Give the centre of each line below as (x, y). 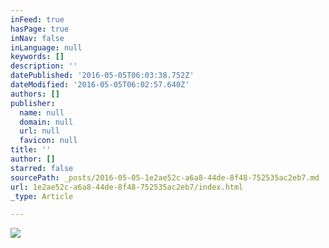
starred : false (42, 168)
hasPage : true (40, 29)
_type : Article (42, 196)
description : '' (44, 66)
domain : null (46, 122)
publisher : (33, 103)
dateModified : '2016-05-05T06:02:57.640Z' (100, 85)
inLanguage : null (46, 47)
